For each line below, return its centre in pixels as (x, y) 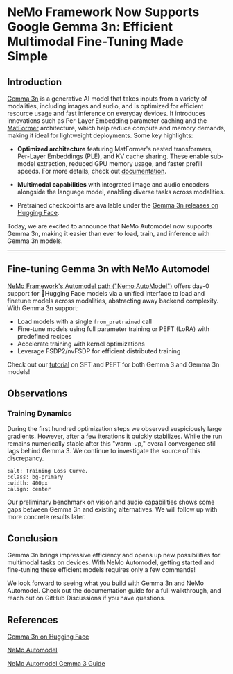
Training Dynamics (40, 414)
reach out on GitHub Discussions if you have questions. (86, 598)
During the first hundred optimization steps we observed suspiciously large (114, 428)
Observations (37, 394)
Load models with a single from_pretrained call (85, 321)
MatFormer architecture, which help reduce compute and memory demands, (116, 128)
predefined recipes (44, 336)
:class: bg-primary (35, 477)
